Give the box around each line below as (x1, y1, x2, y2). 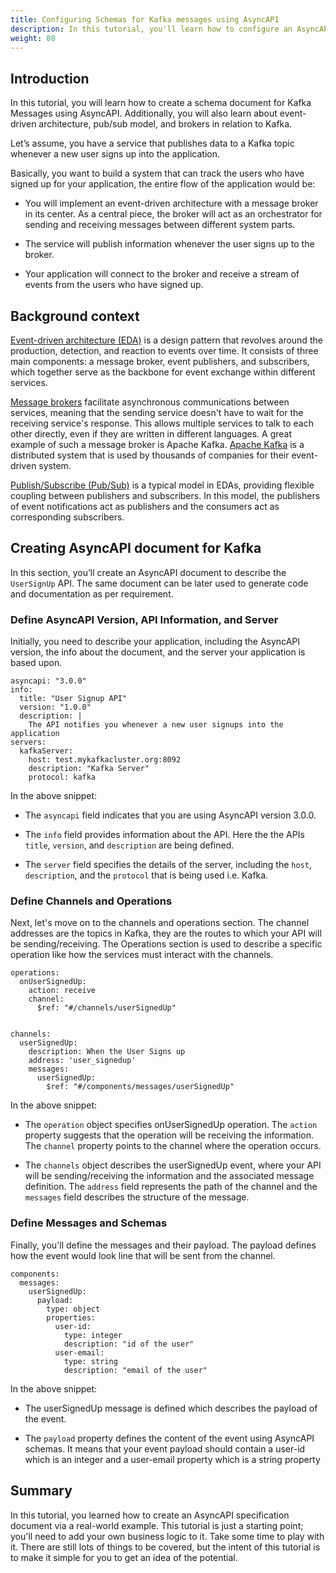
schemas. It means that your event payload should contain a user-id (24, 1442, 306, 1455)
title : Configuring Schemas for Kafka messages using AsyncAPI (10, 14, 280, 25)
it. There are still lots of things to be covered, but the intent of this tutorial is (10, 1541, 321, 1553)
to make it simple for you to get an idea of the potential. (10, 1551, 238, 1563)
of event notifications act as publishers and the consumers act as (10, 501, 280, 512)
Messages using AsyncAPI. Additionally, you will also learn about (10, 107, 278, 120)
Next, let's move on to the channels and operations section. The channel (10, 917, 310, 929)
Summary (10, 1482, 73, 1500)
